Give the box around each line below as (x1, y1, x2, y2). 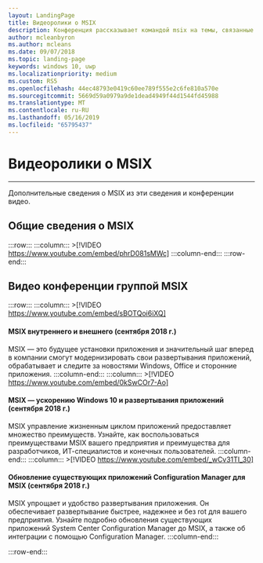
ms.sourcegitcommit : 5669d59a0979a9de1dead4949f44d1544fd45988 (8, 92, 219, 100)
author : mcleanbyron (8, 33, 76, 42)
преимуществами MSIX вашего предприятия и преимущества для (8, 437, 230, 448)
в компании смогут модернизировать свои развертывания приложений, (8, 353, 252, 362)
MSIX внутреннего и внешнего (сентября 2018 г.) (8, 327, 177, 336)
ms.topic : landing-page (8, 56, 86, 64)
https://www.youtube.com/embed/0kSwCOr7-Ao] (8, 378, 169, 387)
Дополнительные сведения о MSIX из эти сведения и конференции (8, 188, 234, 197)
